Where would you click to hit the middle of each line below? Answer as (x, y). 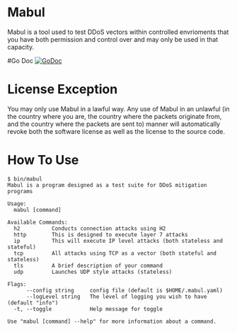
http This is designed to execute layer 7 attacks (101, 234)
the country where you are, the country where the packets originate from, (115, 116)
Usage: (17, 204)
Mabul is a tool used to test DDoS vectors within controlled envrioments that (118, 32)
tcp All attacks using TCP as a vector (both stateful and (115, 253)
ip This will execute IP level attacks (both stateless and (118, 241)
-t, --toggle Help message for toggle (88, 309)
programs (20, 191)
